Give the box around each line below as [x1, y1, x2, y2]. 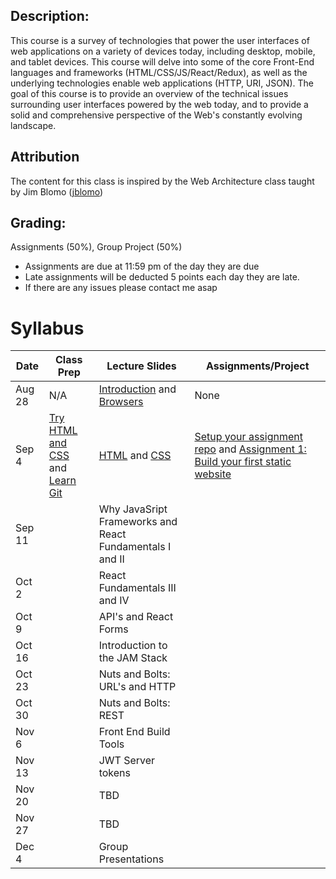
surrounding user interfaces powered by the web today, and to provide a [10, 98, 309, 110]
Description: [10, 8, 90, 25]
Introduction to [98, 639, 168, 653]
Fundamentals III [98, 581, 177, 595]
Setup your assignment [194, 430, 303, 444]
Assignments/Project [205, 359, 310, 373]
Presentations [98, 852, 165, 866]
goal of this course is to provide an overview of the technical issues [10, 87, 289, 99]
